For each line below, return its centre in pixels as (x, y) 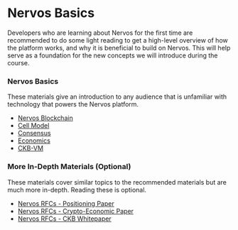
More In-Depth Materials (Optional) (69, 167)
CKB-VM (31, 148)
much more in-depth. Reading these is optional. (77, 190)
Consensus (34, 133)
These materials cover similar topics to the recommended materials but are (117, 182)
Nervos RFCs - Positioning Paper (66, 203)
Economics (34, 141)
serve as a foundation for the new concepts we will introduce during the (113, 55)
